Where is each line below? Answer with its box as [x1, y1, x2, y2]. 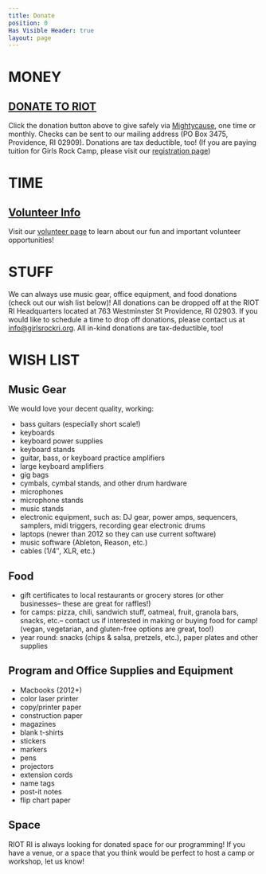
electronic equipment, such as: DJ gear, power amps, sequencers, [19, 513, 238, 522]
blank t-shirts [19, 728, 64, 737]
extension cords [19, 770, 73, 779]
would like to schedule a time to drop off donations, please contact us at [8, 315, 245, 325]
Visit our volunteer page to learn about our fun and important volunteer [8, 227, 241, 236]
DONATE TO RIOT [8, 99, 97, 113]
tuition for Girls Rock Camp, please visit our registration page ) [8, 146, 211, 156]
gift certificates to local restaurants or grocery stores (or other [19, 591, 225, 599]
